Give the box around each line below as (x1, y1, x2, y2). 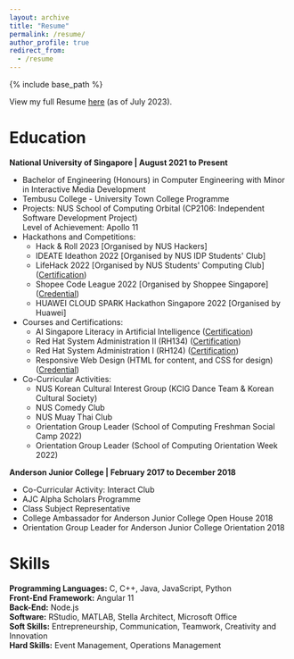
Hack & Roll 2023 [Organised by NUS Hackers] (35, 240, 208, 251)
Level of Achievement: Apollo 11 (21, 221, 139, 232)
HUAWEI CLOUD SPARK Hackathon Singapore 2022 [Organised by (35, 297, 281, 308)
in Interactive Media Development (21, 184, 146, 195)
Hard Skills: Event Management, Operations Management (9, 639, 222, 650)
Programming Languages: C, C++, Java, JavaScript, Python (9, 582, 232, 594)
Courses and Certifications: (21, 316, 123, 327)
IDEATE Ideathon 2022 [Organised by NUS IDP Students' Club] (35, 250, 266, 261)
